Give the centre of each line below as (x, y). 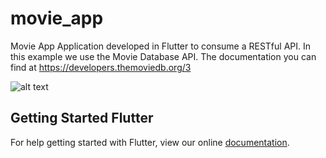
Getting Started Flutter (82, 118)
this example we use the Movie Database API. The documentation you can (163, 56)
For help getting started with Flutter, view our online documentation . (150, 142)
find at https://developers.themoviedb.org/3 (101, 67)
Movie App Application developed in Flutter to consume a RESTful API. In (160, 46)
